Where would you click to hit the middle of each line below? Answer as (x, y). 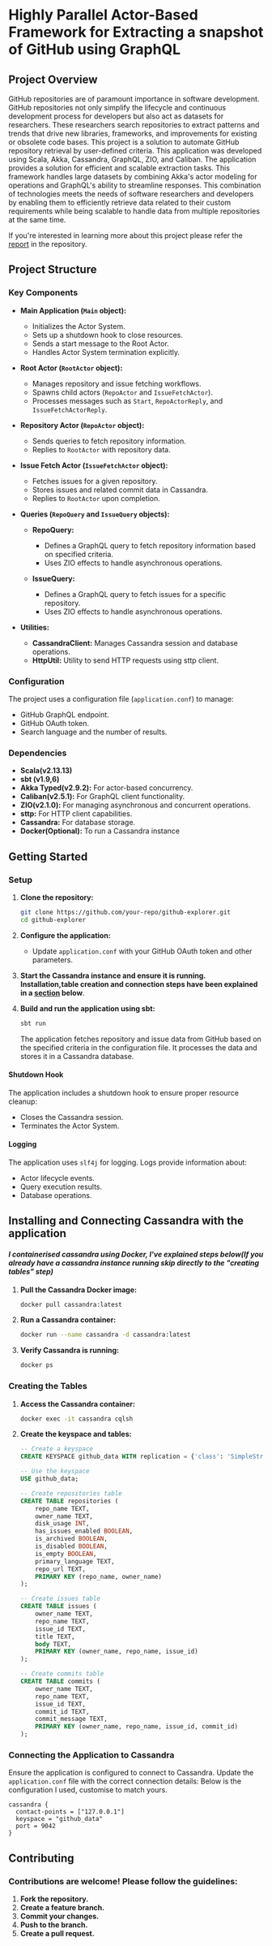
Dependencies (38, 753)
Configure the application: (65, 935)
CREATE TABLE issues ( (58, 1607)
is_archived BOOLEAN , (71, 1539)
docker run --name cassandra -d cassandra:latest (106, 1335)
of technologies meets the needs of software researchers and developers (131, 194)
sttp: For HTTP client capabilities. (76, 814)
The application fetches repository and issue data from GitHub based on (140, 1039)
